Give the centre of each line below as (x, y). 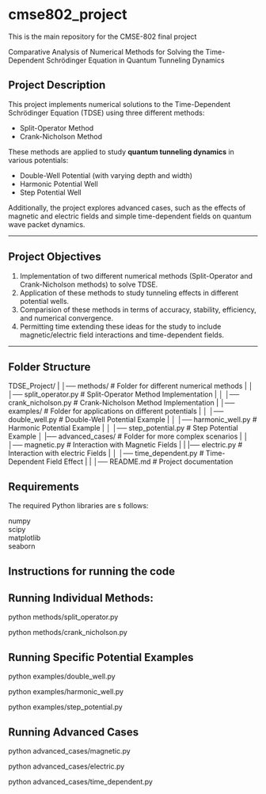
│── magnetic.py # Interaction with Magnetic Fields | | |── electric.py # (125, 445)
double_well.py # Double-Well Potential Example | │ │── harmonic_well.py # (133, 420)
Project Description (57, 85)
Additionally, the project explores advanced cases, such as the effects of (127, 207)
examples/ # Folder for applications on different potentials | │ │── (116, 411)
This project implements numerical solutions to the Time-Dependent (120, 104)
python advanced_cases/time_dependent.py (80, 782)
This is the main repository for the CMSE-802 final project (103, 36)
